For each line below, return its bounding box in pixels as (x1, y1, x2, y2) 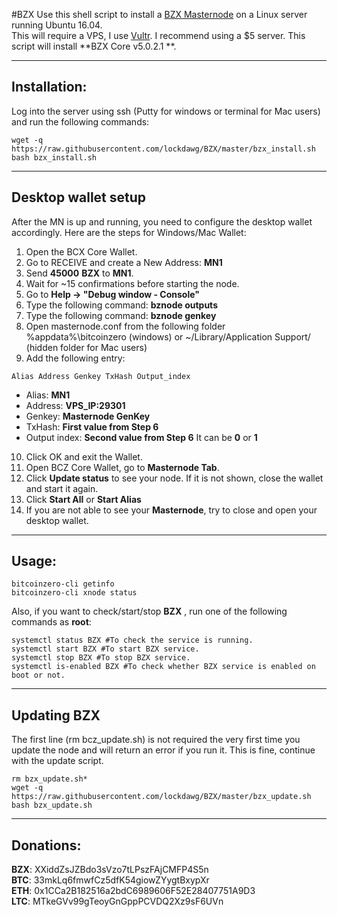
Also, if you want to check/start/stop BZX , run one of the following (11, 605, 288, 618)
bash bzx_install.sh (11, 152, 98, 163)
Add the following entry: (25, 352, 126, 364)
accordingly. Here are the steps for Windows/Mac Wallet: (11, 226, 247, 238)
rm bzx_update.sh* (11, 774, 88, 784)
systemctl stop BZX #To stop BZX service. (11, 653, 191, 663)
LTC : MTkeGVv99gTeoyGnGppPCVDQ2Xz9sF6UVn (11, 895, 224, 908)
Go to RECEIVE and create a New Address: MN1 (25, 256, 223, 268)
